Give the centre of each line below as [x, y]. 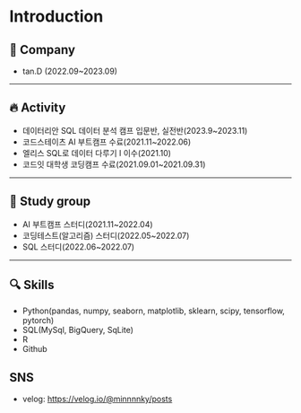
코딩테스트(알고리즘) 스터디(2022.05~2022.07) [106, 235]
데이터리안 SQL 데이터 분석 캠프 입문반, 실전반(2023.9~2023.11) [135, 130]
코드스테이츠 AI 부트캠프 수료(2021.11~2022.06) [107, 142]
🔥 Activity [38, 108]
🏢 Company [43, 50]
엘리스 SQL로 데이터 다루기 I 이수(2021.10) [97, 153]
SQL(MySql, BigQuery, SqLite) [78, 330]
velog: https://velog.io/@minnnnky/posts [97, 399]
